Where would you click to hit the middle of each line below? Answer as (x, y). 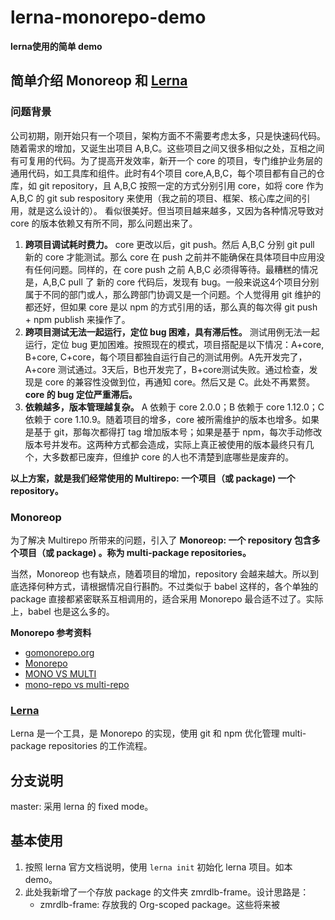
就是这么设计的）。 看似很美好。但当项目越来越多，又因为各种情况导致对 (175, 210)
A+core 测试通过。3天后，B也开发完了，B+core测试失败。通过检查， (167, 369)
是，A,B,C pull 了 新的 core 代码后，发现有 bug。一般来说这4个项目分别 (172, 282)
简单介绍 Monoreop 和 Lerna (99, 81)
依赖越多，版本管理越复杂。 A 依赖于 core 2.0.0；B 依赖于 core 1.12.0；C (174, 407)
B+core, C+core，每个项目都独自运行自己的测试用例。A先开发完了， (166, 357)
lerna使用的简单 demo (56, 46)
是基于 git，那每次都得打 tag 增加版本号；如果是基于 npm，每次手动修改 (173, 432)
